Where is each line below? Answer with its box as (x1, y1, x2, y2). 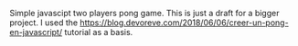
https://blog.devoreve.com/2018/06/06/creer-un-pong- (80, 17, 290, 28)
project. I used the (9, 17, 79, 28)
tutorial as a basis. (63, 27, 133, 37)
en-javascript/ (9, 27, 62, 37)
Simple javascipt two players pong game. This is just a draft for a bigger (9, 8, 280, 18)
